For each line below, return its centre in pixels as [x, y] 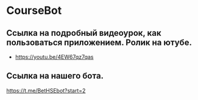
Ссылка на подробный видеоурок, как [84, 33]
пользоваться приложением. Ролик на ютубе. [99, 42]
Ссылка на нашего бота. [55, 76]
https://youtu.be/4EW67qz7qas [54, 57]
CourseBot [34, 11]
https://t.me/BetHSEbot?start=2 [46, 90]
